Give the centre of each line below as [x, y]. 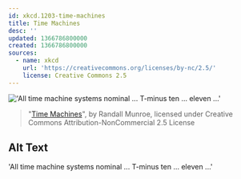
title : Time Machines [44, 23]
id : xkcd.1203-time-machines [57, 16]
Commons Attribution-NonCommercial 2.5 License [111, 122]
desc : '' [23, 31]
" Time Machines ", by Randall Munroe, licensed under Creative [131, 114]
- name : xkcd [37, 61]
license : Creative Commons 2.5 [75, 75]
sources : [23, 53]
